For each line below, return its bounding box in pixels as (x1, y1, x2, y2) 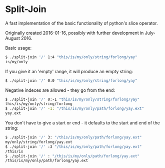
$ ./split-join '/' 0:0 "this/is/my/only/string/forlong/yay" (5, 78, 137, 83)
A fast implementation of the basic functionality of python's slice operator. (5, 20, 158, 26)
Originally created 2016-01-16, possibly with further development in (5, 30, 144, 36)
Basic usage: (5, 45, 32, 51)
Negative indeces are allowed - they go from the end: (5, 87, 115, 93)
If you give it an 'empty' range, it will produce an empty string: (5, 68, 133, 74)
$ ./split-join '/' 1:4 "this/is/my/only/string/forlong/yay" (5, 54, 137, 60)
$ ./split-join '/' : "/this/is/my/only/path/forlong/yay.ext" (5, 153, 140, 158)
